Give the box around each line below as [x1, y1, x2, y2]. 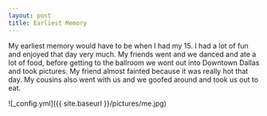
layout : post [8, 11, 52, 20]
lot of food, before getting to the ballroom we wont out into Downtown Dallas [8, 57, 260, 68]
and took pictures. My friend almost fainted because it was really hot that [8, 66, 249, 75]
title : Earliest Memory [8, 19, 88, 27]
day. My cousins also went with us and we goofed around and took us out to [8, 75, 259, 84]
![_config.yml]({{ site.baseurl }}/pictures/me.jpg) [8, 99, 167, 108]
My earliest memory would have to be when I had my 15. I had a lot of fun [8, 41, 249, 50]
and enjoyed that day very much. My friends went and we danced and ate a [8, 49, 257, 59]
